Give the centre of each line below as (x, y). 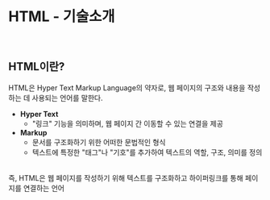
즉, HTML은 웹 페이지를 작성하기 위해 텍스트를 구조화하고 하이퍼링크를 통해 (126, 177)
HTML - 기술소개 (62, 17)
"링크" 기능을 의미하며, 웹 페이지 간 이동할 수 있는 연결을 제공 (128, 123)
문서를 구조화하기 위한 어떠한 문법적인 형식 (99, 142)
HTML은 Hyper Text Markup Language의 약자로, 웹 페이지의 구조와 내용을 (127, 87)
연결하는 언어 (44, 188)
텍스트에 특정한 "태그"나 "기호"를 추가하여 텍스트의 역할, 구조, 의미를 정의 (147, 152)
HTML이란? (37, 67)
